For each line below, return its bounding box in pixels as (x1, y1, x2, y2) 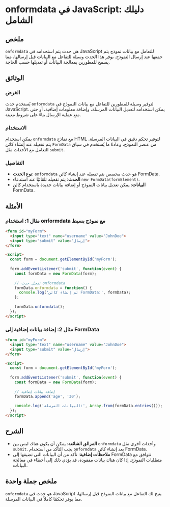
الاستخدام (5, 124, 27, 131)
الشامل (5, 14, 33, 26)
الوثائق (5, 74, 24, 83)
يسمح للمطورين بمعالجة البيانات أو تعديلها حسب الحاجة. (5, 59, 110, 65)
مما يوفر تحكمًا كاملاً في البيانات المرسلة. (5, 496, 82, 502)
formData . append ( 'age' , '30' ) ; (14, 394, 81, 399)
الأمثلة (5, 202, 23, 210)
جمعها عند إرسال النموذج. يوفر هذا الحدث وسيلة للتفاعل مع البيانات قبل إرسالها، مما (5, 54, 163, 60)
